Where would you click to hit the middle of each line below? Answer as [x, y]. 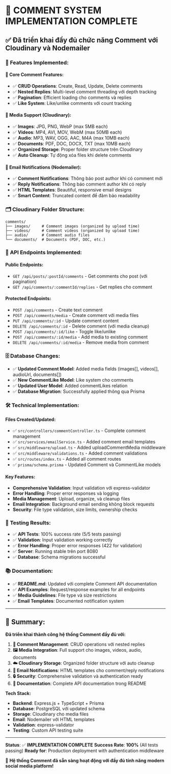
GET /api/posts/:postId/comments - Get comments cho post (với [80, 276]
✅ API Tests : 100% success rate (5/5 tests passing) [67, 534]
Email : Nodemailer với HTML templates [54, 719]
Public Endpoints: [24, 264]
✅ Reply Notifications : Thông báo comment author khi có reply [79, 184]
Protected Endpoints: [28, 299]
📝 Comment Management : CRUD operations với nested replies [79, 644]
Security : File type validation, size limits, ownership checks [75, 510]
